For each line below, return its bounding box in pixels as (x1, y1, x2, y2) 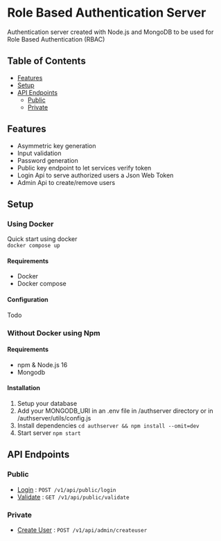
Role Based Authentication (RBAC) (7, 35, 105, 43)
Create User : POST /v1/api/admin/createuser (17, 525, 148, 534)
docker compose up (7, 242, 60, 249)
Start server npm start (17, 428, 81, 437)
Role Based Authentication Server (7, 5, 206, 21)
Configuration (7, 296, 48, 304)
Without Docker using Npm (7, 328, 100, 337)
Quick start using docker (7, 235, 78, 243)
